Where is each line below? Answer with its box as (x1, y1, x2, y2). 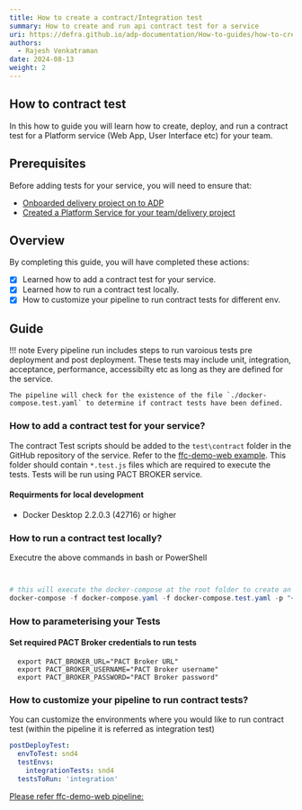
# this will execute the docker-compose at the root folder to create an (9, 585, 292, 594)
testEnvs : (17, 758, 54, 767)
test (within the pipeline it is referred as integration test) (9, 724, 216, 734)
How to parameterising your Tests (9, 615, 161, 628)
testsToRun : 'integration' (17, 774, 119, 783)
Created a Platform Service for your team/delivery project (22, 207, 235, 218)
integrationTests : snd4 (25, 766, 115, 775)
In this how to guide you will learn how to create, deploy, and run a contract (9, 120, 289, 131)
